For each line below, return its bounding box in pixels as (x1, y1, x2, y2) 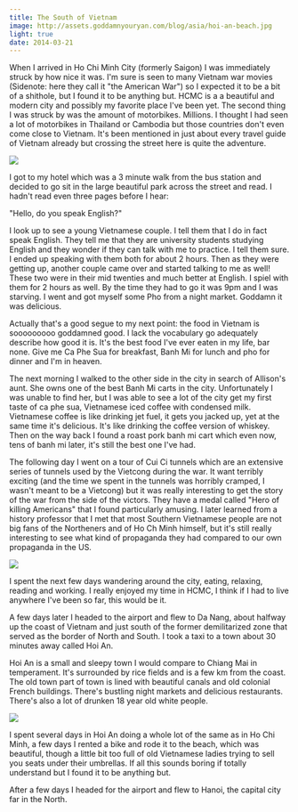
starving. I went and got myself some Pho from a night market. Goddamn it (9, 291, 283, 303)
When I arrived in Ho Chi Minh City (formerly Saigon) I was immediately (9, 62, 271, 73)
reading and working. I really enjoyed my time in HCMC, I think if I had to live (9, 585, 289, 597)
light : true (9, 29, 53, 38)
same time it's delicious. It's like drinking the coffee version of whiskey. (9, 420, 270, 432)
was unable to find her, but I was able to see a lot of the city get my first (9, 393, 272, 403)
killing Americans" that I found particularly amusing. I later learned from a (9, 504, 278, 515)
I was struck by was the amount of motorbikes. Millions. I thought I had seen (9, 110, 289, 120)
